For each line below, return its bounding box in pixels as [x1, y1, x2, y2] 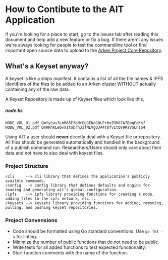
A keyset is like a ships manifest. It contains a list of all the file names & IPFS [5, 75, 163, 82]
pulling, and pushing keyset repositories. [5, 205, 98, 210]
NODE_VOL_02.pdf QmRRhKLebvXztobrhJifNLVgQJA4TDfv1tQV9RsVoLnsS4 [5, 125, 145, 130]
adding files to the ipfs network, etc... [5, 196, 96, 201]
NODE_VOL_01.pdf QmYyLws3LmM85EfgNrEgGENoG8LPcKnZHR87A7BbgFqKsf [5, 120, 145, 125]
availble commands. [5, 178, 46, 183]
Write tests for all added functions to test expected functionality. [12, 244, 146, 250]
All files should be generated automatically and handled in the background [5, 139, 160, 145]
